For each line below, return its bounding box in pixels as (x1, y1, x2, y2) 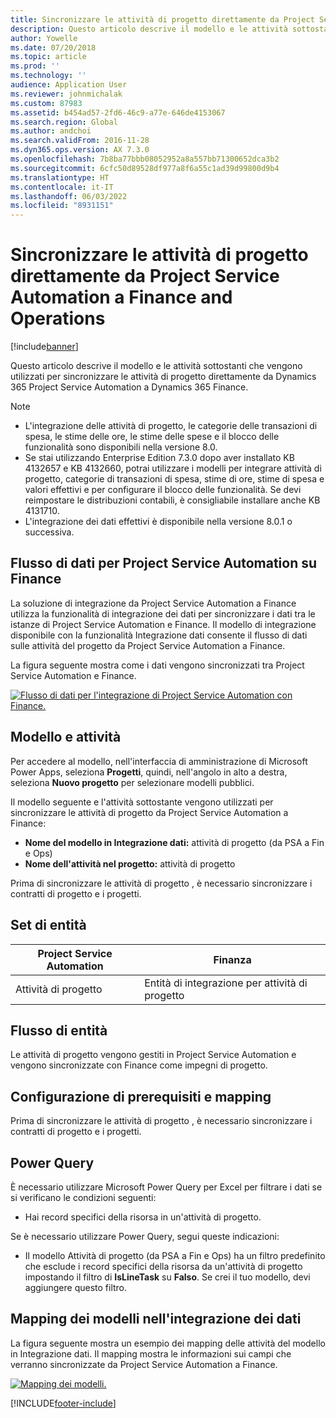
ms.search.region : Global (10, 117, 118, 127)
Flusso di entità (10, 1022, 108, 1039)
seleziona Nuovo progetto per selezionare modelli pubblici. (10, 776, 255, 788)
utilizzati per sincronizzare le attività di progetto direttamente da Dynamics (10, 371, 317, 383)
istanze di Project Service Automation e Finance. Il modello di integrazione (10, 618, 317, 630)
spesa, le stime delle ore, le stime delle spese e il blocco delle (24, 431, 280, 443)
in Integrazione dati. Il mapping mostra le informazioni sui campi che (10, 1347, 292, 1360)
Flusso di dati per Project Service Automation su (10, 555, 318, 572)
